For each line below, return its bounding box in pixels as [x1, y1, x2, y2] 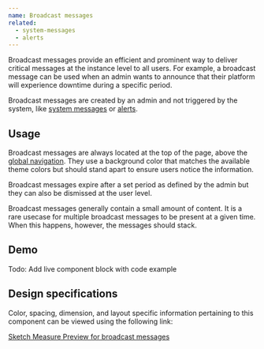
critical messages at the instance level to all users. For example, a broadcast [8, 64, 256, 73]
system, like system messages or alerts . [8, 104, 138, 114]
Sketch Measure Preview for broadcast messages [8, 332, 170, 341]
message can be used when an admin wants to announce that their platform [8, 72, 255, 81]
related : [8, 19, 37, 27]
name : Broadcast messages [8, 11, 93, 20]
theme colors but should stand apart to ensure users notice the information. [8, 165, 255, 174]
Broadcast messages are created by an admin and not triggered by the [8, 96, 238, 105]
